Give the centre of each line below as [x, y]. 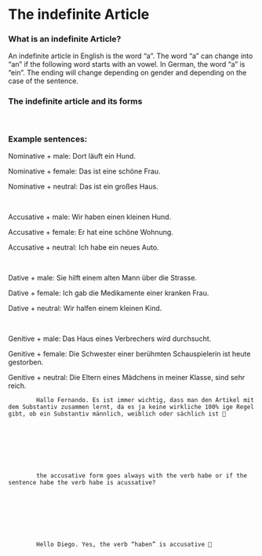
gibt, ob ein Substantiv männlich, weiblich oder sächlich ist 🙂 [117, 414]
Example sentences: [48, 139]
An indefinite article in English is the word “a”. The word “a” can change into [131, 56]
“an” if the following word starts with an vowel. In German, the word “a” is [127, 64]
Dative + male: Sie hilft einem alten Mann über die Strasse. [103, 278]
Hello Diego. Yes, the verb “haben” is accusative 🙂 [124, 545]
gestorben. [26, 362]
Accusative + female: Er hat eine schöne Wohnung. [91, 232]
